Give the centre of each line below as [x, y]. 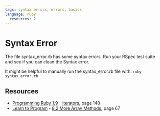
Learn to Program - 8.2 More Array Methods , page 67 [66, 108]
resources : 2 [23, 19]
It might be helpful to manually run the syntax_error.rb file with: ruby [73, 71]
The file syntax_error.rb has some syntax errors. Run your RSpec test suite [80, 57]
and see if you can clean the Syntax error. [47, 62]
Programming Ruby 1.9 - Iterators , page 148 [56, 103]
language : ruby [21, 14]
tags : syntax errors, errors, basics [44, 10]
